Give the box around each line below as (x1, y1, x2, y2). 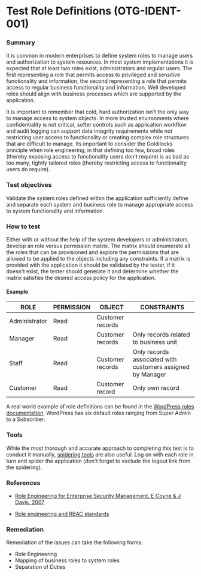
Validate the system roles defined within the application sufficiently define (6, 194, 188, 202)
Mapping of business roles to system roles (14, 557, 120, 564)
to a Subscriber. (6, 416, 45, 423)
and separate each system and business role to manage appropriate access (6, 201, 193, 208)
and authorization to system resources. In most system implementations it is (6, 58, 194, 65)
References (6, 479, 41, 487)
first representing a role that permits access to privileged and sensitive (6, 71, 181, 79)
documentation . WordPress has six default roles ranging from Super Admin (6, 410, 191, 417)
